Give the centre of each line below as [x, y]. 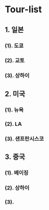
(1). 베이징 [17, 173]
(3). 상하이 [17, 75]
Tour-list [23, 9]
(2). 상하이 [17, 187]
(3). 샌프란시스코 [24, 139]
